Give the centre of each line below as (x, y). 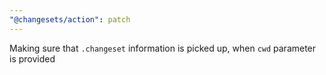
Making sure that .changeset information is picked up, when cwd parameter (163, 48)
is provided (32, 58)
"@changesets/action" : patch (70, 19)
